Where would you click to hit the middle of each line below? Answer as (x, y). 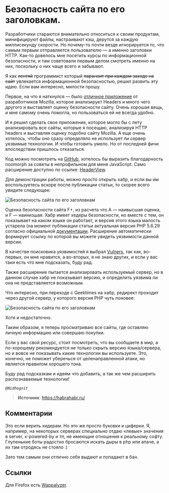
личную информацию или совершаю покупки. (55, 333)
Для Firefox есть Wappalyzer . (36, 485)
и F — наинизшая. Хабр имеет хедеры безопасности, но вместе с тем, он (84, 215)
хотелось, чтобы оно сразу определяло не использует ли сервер (76, 138)
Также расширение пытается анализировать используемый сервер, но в (84, 272)
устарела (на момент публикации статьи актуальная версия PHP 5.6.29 (82, 226)
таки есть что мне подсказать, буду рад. (49, 262)
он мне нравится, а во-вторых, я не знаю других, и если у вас (91, 257)
